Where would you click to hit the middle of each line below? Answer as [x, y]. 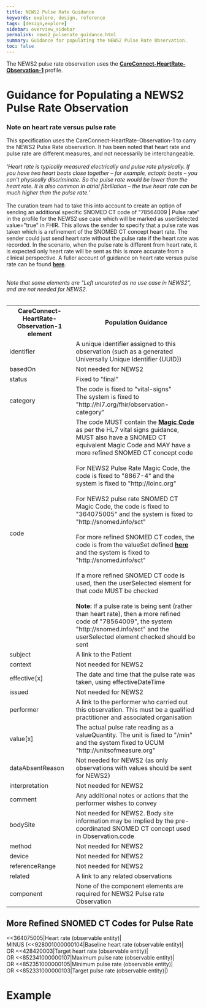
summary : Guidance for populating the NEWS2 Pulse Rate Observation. [97, 40]
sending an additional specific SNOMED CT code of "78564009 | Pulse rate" [103, 212]
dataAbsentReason [37, 768]
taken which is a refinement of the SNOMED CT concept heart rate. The [97, 232]
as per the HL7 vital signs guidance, [128, 430]
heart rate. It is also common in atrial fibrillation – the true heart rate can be [102, 186]
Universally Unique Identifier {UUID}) [129, 360]
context [21, 664]
